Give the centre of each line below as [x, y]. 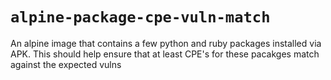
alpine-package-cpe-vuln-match [140, 17]
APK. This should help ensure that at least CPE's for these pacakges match [165, 54]
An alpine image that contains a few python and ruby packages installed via [166, 43]
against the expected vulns [66, 64]
